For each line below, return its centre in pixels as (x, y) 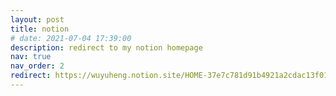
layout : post (37, 19)
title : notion (40, 29)
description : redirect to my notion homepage (106, 47)
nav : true (31, 57)
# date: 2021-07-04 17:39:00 (71, 38)
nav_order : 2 (37, 66)
